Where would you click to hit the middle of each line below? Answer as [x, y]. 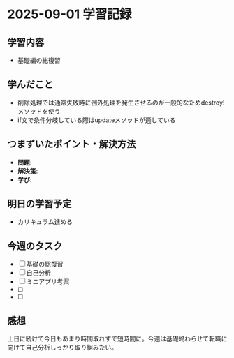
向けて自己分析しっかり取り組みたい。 [62, 348]
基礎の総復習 [45, 264]
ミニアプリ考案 [48, 282]
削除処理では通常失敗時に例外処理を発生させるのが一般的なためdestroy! [121, 103]
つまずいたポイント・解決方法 [72, 144]
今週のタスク [35, 246]
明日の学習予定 [39, 204]
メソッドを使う [39, 111]
